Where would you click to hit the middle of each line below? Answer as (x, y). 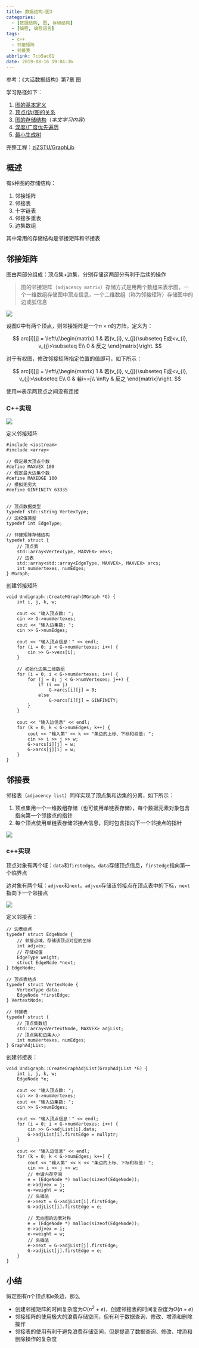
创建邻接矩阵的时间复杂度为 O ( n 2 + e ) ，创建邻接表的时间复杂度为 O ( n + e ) (104, 1308)
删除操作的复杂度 (36, 1339)
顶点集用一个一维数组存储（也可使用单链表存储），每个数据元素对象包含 (102, 808)
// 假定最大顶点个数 (28, 462)
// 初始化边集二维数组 (41, 669)
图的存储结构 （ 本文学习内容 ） (51, 119)
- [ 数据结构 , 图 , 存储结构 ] (42, 23)
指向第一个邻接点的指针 (43, 816)
